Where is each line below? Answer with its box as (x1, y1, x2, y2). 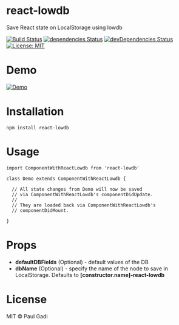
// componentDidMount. (12, 207, 69, 213)
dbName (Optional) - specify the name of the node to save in (15, 265, 168, 272)
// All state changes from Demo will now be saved (12, 186, 143, 192)
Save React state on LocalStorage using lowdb (6, 24, 123, 31)
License (6, 292, 47, 306)
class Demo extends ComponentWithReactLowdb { (6, 176, 126, 182)
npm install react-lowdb (6, 125, 69, 131)
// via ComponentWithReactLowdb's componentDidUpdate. (12, 191, 154, 197)
